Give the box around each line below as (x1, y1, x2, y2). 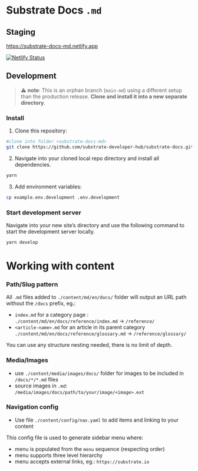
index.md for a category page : (14, 311, 89, 319)
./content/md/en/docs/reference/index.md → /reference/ (14, 317, 155, 324)
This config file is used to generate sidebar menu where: (6, 434, 143, 441)
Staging (6, 27, 36, 37)
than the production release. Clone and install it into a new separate (20, 92, 187, 100)
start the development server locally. (6, 228, 95, 235)
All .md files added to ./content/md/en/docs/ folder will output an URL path (6, 294, 187, 301)
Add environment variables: (14, 183, 82, 190)
